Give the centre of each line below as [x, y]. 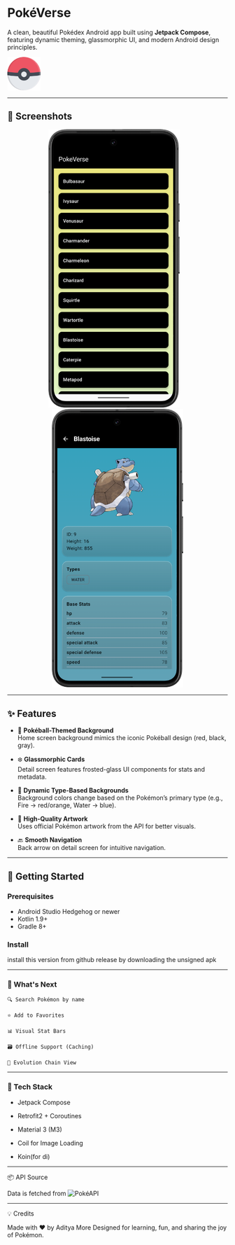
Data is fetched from [37, 1193]
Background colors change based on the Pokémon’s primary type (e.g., [120, 798]
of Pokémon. [26, 1234]
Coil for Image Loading [50, 1143]
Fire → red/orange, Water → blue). [67, 805]
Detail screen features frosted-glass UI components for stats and [111, 770]
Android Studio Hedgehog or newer [69, 911]
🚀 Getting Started [46, 876]
